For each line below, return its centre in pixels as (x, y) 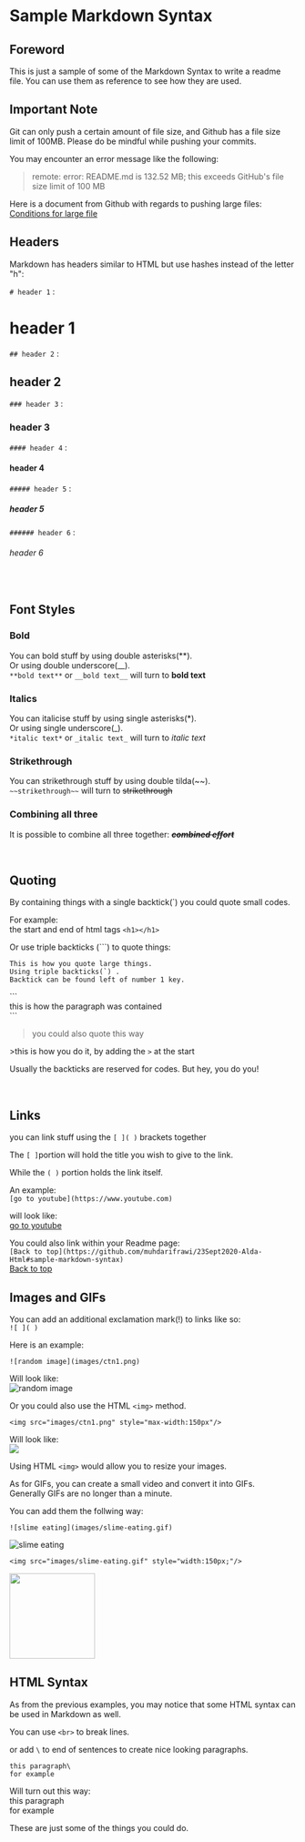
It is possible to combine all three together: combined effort (122, 834)
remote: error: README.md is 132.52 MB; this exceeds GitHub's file (158, 176)
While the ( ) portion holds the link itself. (86, 1173)
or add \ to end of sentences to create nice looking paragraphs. (129, 1749)
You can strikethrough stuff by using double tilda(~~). (110, 781)
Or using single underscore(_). (66, 728)
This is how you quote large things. (81, 964)
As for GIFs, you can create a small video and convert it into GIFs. (132, 1484)
